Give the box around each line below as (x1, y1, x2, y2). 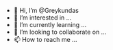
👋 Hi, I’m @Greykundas (13, 7, 79, 14)
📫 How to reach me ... (13, 36, 77, 43)
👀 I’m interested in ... (13, 14, 72, 22)
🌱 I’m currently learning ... (13, 21, 87, 28)
